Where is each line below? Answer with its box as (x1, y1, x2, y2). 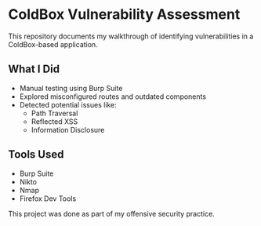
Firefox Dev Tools (19, 194, 77, 203)
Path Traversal (31, 108, 78, 118)
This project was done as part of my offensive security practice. (8, 209, 216, 218)
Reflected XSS (31, 116, 78, 126)
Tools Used (8, 148, 64, 162)
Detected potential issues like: (19, 100, 118, 109)
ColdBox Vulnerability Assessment (8, 5, 241, 24)
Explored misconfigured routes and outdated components (19, 92, 206, 101)
